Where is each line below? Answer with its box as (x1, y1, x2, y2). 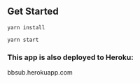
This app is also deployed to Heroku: (7, 52, 134, 62)
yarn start (7, 36, 39, 43)
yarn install (7, 24, 45, 31)
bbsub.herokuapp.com (7, 68, 73, 77)
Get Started (7, 6, 59, 17)
